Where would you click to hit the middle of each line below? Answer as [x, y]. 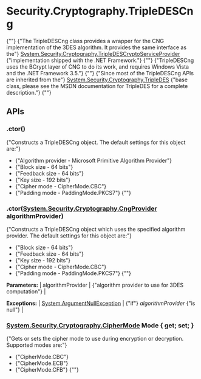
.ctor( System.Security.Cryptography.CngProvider [82, 208]
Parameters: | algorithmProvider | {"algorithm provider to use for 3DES [95, 285]
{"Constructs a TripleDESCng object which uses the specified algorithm [96, 229]
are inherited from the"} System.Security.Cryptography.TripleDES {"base [97, 80]
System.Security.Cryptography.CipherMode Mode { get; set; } [100, 325]
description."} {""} [29, 92]
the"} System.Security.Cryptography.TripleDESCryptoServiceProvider [93, 53]
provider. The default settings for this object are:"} [69, 236]
